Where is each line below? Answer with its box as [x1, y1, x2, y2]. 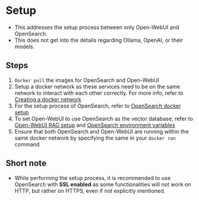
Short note [5, 158, 47, 169]
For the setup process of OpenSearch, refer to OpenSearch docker [14, 102, 181, 109]
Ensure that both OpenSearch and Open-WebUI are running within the [14, 127, 189, 135]
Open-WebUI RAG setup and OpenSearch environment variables [14, 121, 175, 129]
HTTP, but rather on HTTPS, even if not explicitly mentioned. [14, 187, 166, 194]
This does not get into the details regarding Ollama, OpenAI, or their [14, 36, 183, 44]
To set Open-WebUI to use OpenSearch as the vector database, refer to [14, 115, 194, 122]
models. [14, 43, 35, 50]
